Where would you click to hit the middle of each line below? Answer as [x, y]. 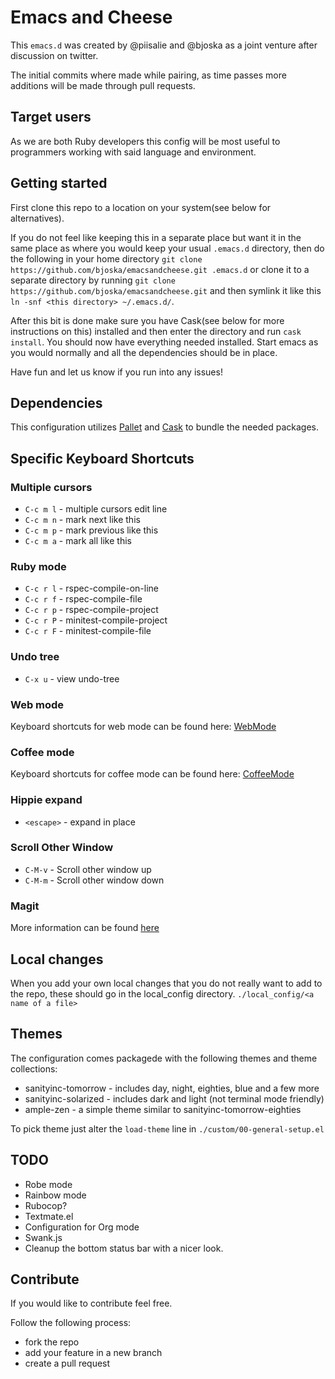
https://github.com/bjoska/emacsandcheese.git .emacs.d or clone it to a [160, 269]
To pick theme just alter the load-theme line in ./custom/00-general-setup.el [167, 1128]
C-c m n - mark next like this [82, 520]
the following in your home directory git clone [106, 258]
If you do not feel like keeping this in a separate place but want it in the [156, 237]
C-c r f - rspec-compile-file [83, 599]
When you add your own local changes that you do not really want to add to [166, 983]
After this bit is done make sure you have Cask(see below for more [147, 320]
